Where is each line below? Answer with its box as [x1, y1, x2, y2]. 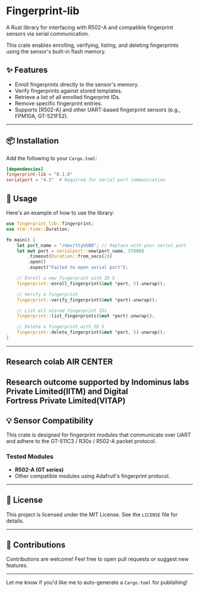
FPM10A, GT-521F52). [14, 112, 69, 119]
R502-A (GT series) [14, 466, 64, 473]
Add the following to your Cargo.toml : [6, 154, 98, 161]
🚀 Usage [6, 193, 37, 203]
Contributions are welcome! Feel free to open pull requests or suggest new [6, 556, 189, 563]
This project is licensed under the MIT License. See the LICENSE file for [6, 511, 178, 518]
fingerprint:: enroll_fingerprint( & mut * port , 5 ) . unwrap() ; [17, 281, 166, 287]
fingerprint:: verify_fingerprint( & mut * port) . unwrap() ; [17, 297, 158, 303]
